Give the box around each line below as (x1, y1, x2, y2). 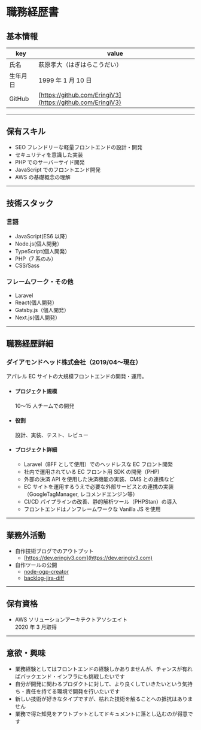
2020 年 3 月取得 (14, 623, 57, 631)
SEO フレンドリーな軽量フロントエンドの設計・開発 (14, 143, 142, 150)
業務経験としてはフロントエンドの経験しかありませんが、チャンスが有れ (14, 665, 193, 673)
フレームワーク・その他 (6, 278, 74, 286)
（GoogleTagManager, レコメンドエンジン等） (23, 490, 139, 498)
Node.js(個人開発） (14, 240, 63, 247)
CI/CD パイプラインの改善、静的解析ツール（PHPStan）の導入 (23, 498, 178, 505)
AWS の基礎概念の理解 (14, 173, 71, 180)
